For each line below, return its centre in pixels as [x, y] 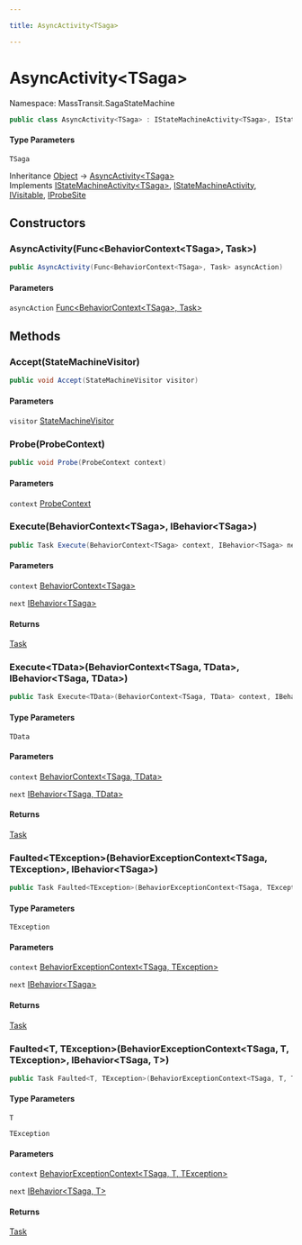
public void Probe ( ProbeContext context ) [88, 463]
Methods [35, 336]
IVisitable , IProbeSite [48, 195]
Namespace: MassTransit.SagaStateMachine [92, 103]
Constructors [48, 223]
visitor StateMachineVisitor [62, 421]
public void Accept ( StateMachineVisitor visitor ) [104, 381]
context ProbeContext [50, 503]
